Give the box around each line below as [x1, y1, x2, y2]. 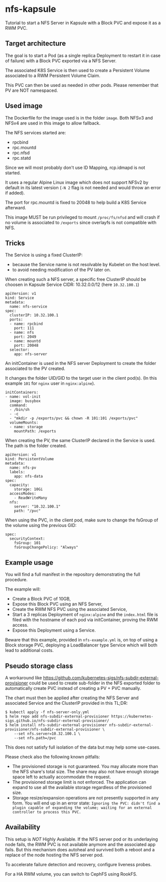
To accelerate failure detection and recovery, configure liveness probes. [5, 861, 152, 867]
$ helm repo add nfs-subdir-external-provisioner [5, 714, 110, 719]
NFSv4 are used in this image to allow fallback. [5, 120, 101, 126]
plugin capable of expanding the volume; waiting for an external [12, 805, 152, 810]
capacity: [9, 482, 30, 487]
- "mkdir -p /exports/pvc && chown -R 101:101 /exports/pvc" [9, 416, 138, 421]
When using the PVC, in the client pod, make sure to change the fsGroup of [5, 517, 159, 523]
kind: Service [5, 295, 35, 301]
